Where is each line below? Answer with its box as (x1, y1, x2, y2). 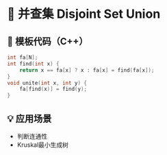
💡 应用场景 (7, 113, 52, 124)
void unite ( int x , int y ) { (7, 79, 88, 86)
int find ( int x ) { (7, 60, 60, 67)
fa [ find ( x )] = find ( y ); (19, 86, 88, 93)
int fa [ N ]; (7, 54, 38, 61)
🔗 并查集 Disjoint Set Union (7, 6, 161, 22)
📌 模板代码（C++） (7, 36, 88, 47)
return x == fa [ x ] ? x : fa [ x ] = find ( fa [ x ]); (19, 66, 155, 74)
